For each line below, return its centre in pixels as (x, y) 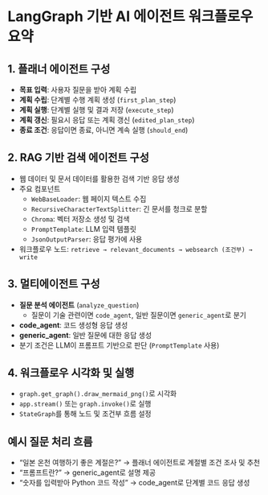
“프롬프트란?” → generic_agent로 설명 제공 (87, 472)
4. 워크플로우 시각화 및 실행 (71, 373)
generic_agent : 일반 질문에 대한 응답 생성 (85, 335)
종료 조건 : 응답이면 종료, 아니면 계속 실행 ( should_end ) (104, 130)
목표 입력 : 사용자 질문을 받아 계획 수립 (78, 90)
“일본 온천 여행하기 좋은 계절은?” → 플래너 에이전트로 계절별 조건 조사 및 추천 (140, 463)
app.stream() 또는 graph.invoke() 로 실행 (85, 404)
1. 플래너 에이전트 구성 (59, 69)
